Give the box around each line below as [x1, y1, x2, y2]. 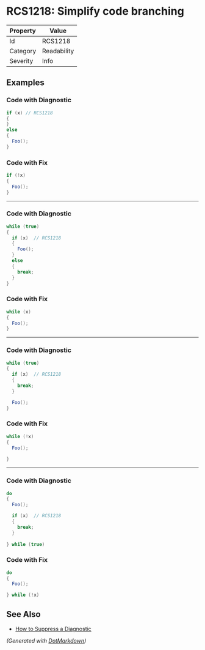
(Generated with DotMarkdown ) [6, 637, 87, 644]
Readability [41, 47, 74, 55]
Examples [6, 78, 45, 88]
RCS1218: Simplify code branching [6, 4, 184, 18]
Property [9, 26, 37, 35]
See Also [6, 609, 41, 619]
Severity [9, 56, 34, 65]
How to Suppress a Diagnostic [15, 626, 92, 633]
